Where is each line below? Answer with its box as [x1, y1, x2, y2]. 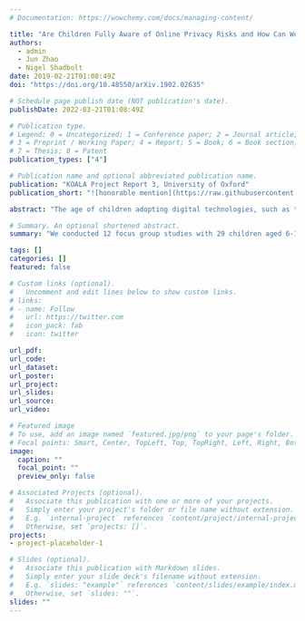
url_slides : [9, 388, 54, 397]
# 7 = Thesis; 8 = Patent [9, 147, 107, 156]
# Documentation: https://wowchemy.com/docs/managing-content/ [9, 13, 254, 23]
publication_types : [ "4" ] [9, 155, 107, 164]
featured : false [9, 263, 71, 272]
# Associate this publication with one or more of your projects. [9, 497, 274, 506]
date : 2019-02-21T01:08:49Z [9, 72, 116, 82]
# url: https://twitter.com [9, 313, 124, 322]
